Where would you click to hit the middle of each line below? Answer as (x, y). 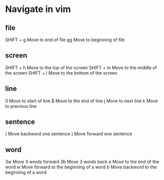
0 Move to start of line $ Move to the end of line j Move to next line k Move (82, 101)
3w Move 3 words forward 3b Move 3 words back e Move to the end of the (82, 162)
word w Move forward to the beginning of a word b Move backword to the (81, 167)
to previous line (21, 106)
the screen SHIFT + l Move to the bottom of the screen (61, 73)
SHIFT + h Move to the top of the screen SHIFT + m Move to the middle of (81, 67)
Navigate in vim (38, 9)
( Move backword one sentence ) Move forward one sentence (69, 134)
